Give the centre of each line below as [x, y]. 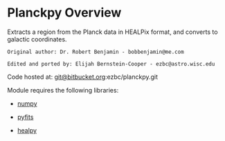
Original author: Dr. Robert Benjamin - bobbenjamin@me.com [96, 52]
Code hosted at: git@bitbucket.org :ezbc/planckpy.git [82, 77]
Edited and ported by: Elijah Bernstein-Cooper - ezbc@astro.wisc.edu [111, 64]
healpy [27, 130]
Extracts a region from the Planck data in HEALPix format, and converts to [112, 32]
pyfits [25, 117]
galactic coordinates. [37, 39]
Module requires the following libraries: [63, 90]
